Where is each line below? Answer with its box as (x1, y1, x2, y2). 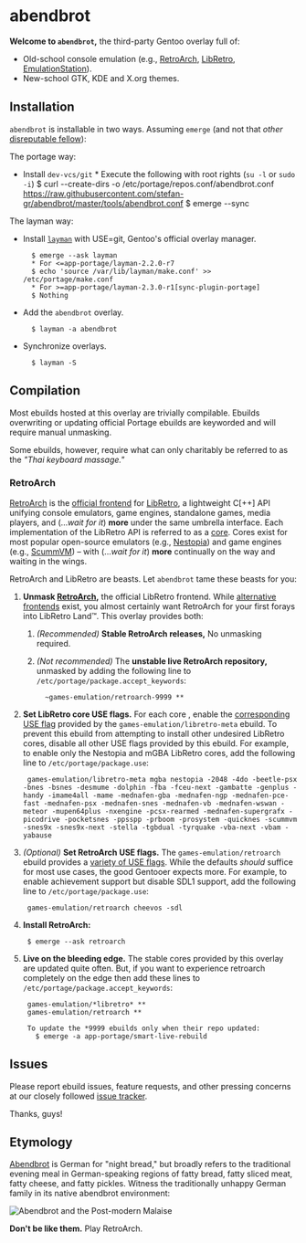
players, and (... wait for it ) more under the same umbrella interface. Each (9, 517, 284, 528)
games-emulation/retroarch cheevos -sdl (26, 903, 184, 912)
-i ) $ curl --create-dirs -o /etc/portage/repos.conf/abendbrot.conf (22, 178, 275, 189)
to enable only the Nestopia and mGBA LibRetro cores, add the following (22, 747, 296, 758)
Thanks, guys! (9, 1108, 63, 1119)
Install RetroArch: (22, 919, 91, 930)
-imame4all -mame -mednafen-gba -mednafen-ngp (47, 791, 228, 800)
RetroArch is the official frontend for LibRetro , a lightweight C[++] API (9, 497, 271, 508)
